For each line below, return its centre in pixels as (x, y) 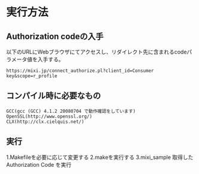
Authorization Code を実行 (39, 164)
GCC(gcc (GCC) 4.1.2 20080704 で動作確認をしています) (71, 111)
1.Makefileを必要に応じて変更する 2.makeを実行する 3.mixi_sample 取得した (100, 157)
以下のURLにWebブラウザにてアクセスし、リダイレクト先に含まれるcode (97, 52)
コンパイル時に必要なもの (53, 96)
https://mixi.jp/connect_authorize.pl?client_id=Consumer (80, 71)
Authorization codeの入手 (55, 36)
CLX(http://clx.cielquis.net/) (45, 121)
